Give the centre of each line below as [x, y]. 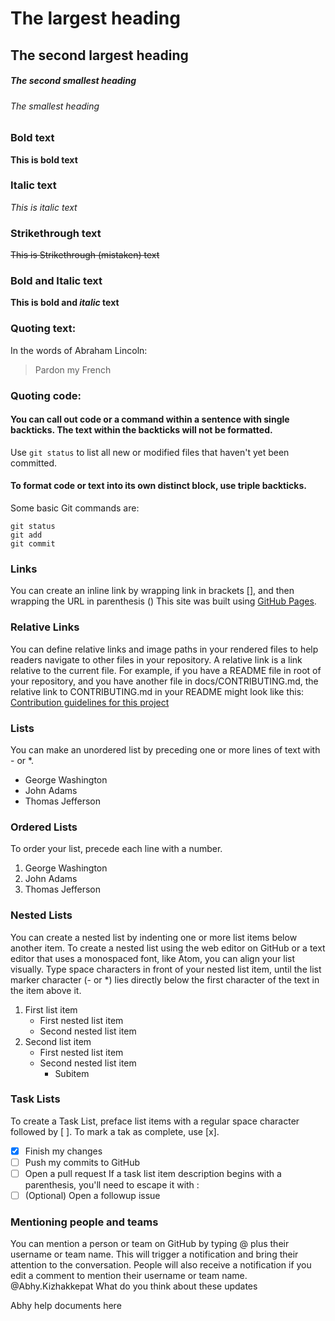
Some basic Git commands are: [75, 508]
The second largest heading [99, 55]
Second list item [58, 1041]
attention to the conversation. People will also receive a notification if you [161, 1265]
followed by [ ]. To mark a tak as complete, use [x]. [115, 1131]
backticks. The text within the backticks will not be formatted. [141, 430]
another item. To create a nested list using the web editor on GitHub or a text [168, 948]
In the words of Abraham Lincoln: [79, 350]
